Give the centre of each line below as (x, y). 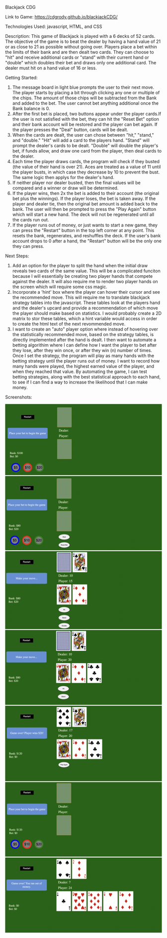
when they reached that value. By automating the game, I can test (80, 372)
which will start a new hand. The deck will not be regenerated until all (83, 214)
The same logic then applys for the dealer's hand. (63, 177)
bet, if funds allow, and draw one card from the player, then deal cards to (87, 151)
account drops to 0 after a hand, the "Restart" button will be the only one (87, 241)
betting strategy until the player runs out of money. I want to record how (86, 361)
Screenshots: (19, 397)
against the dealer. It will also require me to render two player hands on (85, 281)
